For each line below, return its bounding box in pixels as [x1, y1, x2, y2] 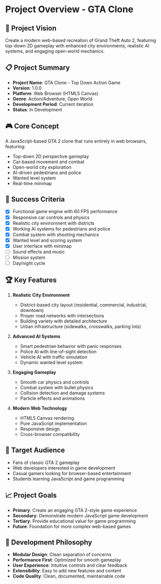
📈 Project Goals [5, 491, 57, 500]
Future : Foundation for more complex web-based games [12, 523, 131, 530]
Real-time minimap [12, 180, 52, 186]
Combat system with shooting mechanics [12, 231, 99, 238]
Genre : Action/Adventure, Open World [12, 96, 93, 102]
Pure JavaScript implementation [20, 420, 87, 426]
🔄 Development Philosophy [5, 538, 93, 546]
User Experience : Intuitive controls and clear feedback [12, 562, 128, 568]
